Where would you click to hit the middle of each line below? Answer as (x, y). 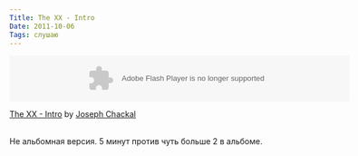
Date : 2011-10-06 (42, 26)
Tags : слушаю (34, 34)
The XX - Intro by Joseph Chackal (73, 114)
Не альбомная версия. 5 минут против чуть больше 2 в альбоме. (136, 141)
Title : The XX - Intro (52, 18)
